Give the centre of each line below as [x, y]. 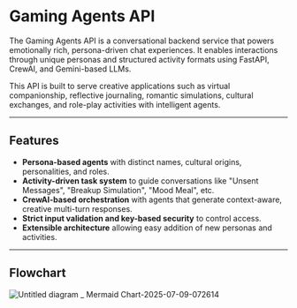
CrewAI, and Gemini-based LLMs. [70, 69]
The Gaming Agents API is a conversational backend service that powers [142, 41]
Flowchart [38, 273]
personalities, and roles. [66, 171]
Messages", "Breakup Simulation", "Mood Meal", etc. [118, 190]
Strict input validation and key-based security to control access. [142, 218]
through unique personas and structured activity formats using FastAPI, [139, 59]
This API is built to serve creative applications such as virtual [120, 86]
